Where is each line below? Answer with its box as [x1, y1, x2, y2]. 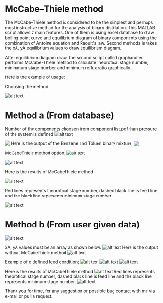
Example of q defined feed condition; [5, 259, 79, 265]
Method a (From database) [5, 110, 114, 121]
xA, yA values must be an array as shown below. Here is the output [5, 244, 158, 250]
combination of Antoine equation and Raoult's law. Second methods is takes [5, 40, 157, 45]
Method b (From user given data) [5, 219, 140, 230]
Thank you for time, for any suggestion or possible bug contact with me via [5, 288, 155, 294]
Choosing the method [5, 83, 49, 89]
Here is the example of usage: [5, 74, 65, 80]
